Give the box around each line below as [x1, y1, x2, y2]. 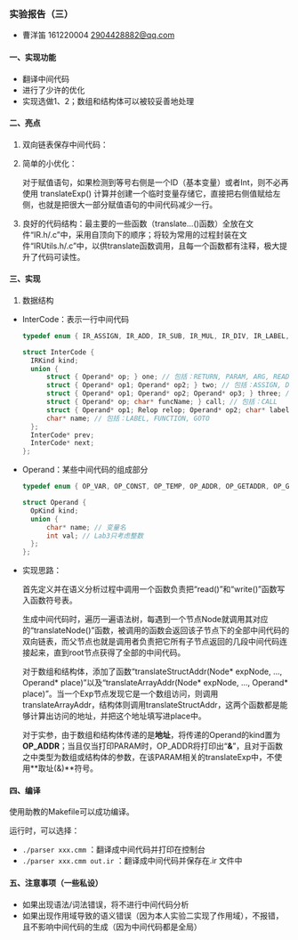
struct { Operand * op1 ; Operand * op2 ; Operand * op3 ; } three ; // [45, 389, 294, 398]
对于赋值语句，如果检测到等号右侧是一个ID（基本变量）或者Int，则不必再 [21, 176, 289, 188]
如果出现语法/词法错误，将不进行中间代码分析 [21, 899, 189, 910]
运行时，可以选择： [9, 825, 80, 836]
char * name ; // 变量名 [45, 523, 126, 531]
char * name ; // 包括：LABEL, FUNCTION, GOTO [45, 414, 211, 423]
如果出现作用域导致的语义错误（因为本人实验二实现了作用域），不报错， [21, 910, 284, 920]
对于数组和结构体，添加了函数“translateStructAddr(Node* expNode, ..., [21, 666, 283, 677]
